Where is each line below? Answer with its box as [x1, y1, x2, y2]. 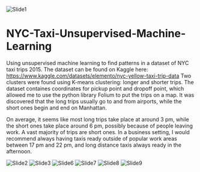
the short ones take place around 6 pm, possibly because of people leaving [6, 122, 193, 129]
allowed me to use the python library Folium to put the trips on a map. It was [6, 91, 195, 99]
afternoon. [6, 147, 32, 155]
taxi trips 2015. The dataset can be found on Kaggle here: [6, 66, 148, 73]
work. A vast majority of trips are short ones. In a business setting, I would [6, 128, 190, 135]
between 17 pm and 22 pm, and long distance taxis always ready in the [6, 141, 182, 149]
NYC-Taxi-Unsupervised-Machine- [6, 27, 186, 40]
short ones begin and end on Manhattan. [6, 104, 107, 111]
